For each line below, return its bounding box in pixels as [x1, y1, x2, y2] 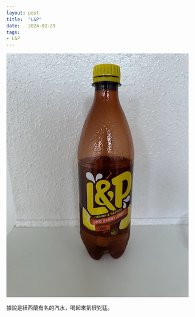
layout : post [6, 10, 39, 16]
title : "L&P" [6, 16, 43, 23]
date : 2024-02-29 [6, 23, 56, 29]
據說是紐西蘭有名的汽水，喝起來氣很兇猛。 [6, 304, 113, 312]
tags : [6, 29, 20, 35]
